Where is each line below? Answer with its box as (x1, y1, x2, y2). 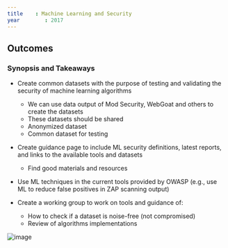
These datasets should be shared (27, 115, 124, 123)
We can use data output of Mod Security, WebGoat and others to (27, 100, 214, 109)
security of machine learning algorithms (17, 86, 132, 95)
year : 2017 (7, 17, 64, 24)
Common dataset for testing (27, 130, 108, 138)
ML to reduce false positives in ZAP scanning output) (17, 185, 170, 194)
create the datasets (27, 107, 83, 116)
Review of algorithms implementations (27, 219, 138, 228)
